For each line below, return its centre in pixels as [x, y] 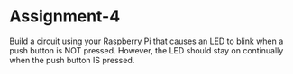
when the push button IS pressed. [72, 60]
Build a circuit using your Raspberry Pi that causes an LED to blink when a [146, 41]
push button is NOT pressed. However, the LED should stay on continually [146, 50]
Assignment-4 [65, 16]
